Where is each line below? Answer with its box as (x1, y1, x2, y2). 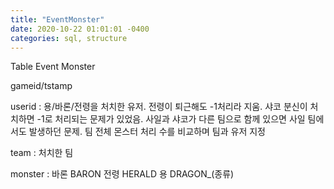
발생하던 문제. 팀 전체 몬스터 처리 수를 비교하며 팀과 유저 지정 (28, 126, 266, 138)
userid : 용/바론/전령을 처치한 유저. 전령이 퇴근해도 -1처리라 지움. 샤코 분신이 (10, 101, 308, 113)
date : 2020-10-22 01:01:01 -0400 (10, 24, 150, 34)
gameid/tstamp (10, 80, 73, 92)
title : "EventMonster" (10, 14, 105, 25)
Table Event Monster (10, 61, 96, 73)
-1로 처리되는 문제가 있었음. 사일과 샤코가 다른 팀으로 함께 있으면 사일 (36, 113, 306, 125)
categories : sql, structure (10, 33, 128, 43)
